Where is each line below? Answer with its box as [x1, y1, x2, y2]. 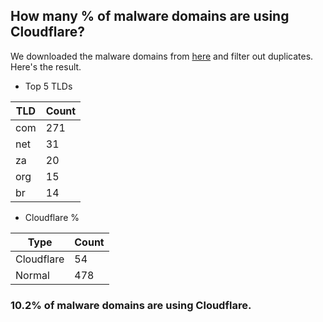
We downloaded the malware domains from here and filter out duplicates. [10, 50, 314, 62]
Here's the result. [10, 60, 82, 73]
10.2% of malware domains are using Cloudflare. [10, 298, 252, 312]
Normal [15, 268, 50, 282]
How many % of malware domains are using [10, 8, 290, 25]
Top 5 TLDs [24, 80, 73, 92]
